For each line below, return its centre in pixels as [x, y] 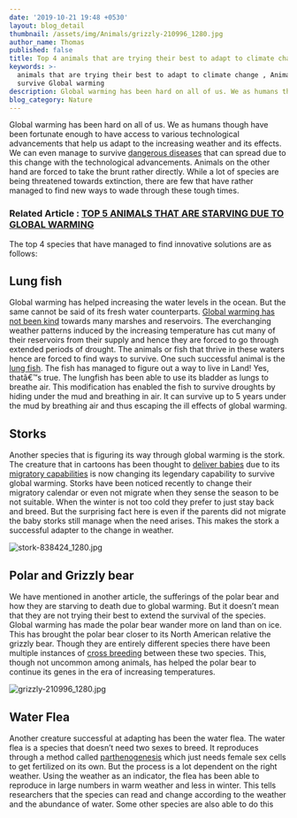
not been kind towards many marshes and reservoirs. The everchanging [140, 321]
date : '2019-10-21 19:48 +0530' [69, 17]
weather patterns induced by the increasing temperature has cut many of [142, 331]
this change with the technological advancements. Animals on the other [140, 162]
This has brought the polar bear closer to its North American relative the [140, 635]
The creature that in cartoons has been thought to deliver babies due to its [145, 465]
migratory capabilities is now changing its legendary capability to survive [142, 474]
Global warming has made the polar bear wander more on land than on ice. [146, 625]
